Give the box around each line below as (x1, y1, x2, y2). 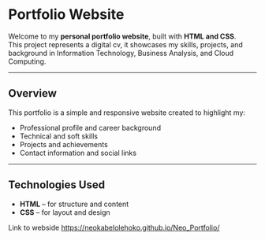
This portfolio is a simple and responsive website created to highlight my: (8, 108, 246, 117)
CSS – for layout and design (19, 207, 110, 217)
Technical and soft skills (19, 131, 99, 141)
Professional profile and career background (19, 123, 162, 132)
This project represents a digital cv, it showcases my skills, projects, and (8, 39, 243, 49)
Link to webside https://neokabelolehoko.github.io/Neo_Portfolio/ (8, 223, 220, 232)
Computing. (8, 57, 47, 66)
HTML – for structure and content (19, 199, 129, 209)
